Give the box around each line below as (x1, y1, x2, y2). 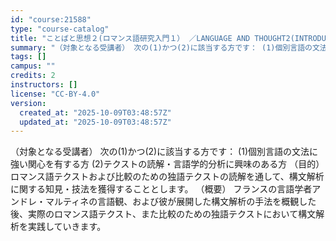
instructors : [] (10, 80, 78, 90)
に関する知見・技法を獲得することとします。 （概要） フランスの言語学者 (10, 183, 313, 195)
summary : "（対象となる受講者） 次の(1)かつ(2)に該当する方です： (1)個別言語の (10, 42, 313, 53)
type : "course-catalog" (10, 24, 110, 34)
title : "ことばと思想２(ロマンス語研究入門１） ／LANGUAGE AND (10, 33, 251, 43)
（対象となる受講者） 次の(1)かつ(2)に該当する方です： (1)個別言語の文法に (10, 146, 319, 158)
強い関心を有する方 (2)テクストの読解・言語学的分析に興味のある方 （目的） (10, 158, 325, 170)
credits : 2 (10, 71, 56, 81)
